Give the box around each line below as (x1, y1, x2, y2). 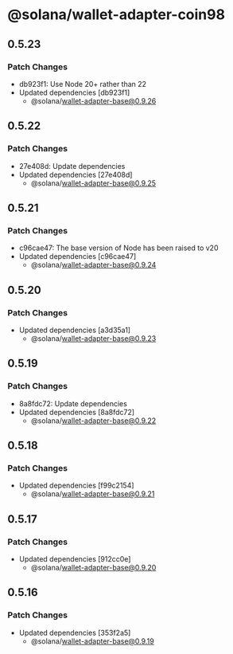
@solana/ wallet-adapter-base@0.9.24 (30, 260, 157, 270)
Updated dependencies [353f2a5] (18, 628, 131, 637)
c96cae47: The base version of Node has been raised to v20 (18, 243, 219, 253)
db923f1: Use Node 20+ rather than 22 (18, 79, 147, 88)
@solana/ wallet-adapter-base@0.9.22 (30, 416, 157, 425)
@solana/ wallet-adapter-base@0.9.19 (30, 636, 154, 646)
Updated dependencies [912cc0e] (18, 554, 131, 563)
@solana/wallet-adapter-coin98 (7, 6, 226, 24)
